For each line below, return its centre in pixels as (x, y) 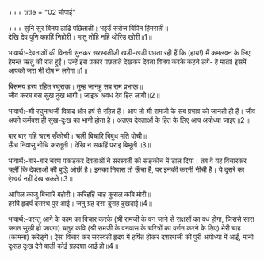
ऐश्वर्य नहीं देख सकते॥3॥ (40, 179)
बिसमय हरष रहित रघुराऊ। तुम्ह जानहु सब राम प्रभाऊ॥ (76, 86)
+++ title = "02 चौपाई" (42, 12)
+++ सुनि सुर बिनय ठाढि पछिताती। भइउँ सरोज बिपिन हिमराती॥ (88, 28)
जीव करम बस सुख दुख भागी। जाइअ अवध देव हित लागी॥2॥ (84, 95)
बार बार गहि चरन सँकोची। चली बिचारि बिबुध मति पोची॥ (77, 136)
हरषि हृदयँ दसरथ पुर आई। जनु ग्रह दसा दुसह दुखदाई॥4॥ (80, 203)
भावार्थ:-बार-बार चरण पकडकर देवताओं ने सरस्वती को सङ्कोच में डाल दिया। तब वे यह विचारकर (128, 161)
